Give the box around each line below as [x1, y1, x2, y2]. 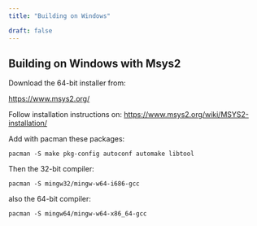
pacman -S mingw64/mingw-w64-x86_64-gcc [8, 210, 148, 218]
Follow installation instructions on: [8, 110, 123, 120]
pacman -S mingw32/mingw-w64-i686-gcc [8, 180, 140, 188]
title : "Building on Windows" [8, 11, 111, 20]
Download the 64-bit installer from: [8, 78, 126, 88]
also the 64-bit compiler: [8, 194, 92, 204]
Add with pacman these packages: [8, 134, 125, 144]
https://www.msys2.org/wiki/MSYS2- [123, 110, 250, 120]
